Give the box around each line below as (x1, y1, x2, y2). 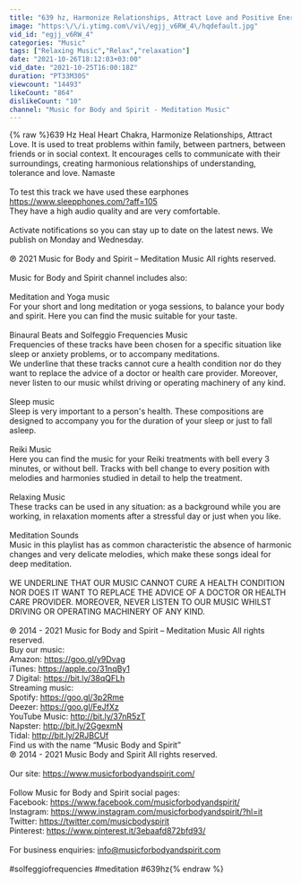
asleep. (9, 425, 37, 436)
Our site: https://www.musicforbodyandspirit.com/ (9, 768, 195, 779)
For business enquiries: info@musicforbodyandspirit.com (9, 844, 221, 855)
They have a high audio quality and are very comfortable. (9, 205, 221, 216)
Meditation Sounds (9, 530, 79, 541)
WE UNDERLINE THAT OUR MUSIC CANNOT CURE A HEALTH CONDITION (9, 578, 285, 589)
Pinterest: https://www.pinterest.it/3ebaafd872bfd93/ (9, 826, 206, 836)
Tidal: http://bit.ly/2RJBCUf (9, 730, 109, 741)
